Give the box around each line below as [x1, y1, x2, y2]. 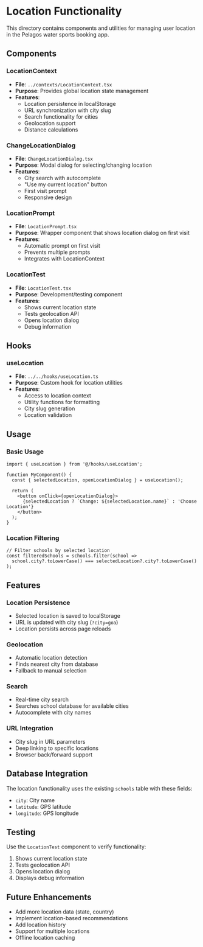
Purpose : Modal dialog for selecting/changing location [15, 161, 152, 169]
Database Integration [6, 769, 88, 779]
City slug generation [24, 405, 75, 412]
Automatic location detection [15, 654, 88, 662]
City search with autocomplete [24, 174, 101, 181]
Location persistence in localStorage [24, 100, 117, 107]
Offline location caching [15, 934, 75, 942]
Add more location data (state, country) [15, 908, 114, 915]
